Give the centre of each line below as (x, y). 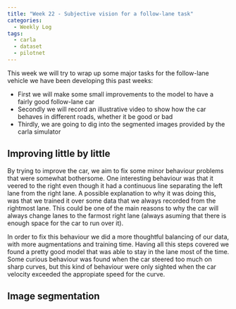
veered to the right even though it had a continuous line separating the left (115, 185)
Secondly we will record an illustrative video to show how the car (112, 109)
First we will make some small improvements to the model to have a (115, 94)
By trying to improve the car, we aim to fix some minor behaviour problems (116, 170)
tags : (15, 33)
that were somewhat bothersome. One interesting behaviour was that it (110, 178)
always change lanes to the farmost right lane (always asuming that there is (117, 215)
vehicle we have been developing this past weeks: (80, 80)
